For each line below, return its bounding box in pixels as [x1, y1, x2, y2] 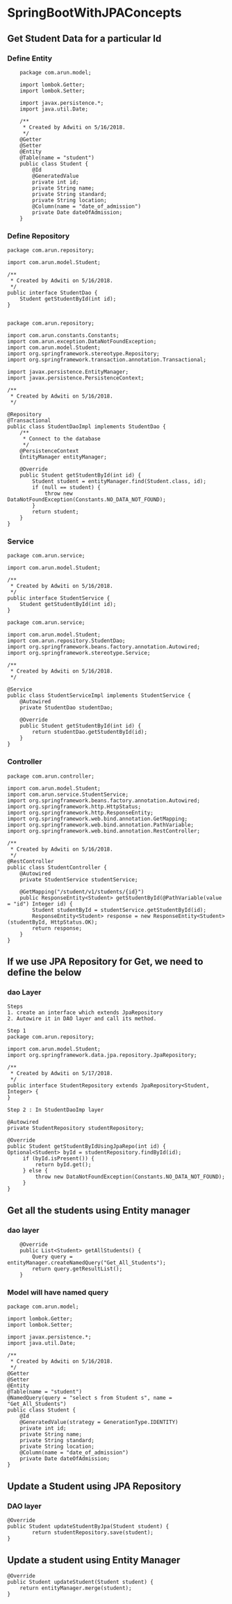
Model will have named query [7, 1288, 109, 1298]
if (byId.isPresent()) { [22, 1155, 95, 1162]
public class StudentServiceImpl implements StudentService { [7, 692, 191, 699]
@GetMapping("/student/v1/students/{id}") [19, 888, 144, 895]
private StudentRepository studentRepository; [7, 1124, 144, 1132]
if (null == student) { [32, 484, 101, 491]
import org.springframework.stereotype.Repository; [7, 350, 160, 357]
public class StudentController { [7, 864, 108, 871]
